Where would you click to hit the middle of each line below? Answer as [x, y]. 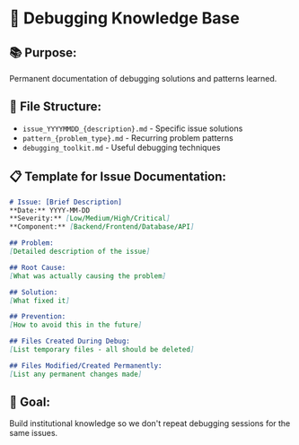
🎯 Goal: [30, 402]
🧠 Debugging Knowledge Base [124, 18]
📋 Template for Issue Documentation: [118, 177]
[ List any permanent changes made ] [76, 374]
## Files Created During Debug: [70, 341]
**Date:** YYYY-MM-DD [50, 210]
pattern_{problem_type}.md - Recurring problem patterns [128, 137]
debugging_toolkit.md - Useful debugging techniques [121, 147]
